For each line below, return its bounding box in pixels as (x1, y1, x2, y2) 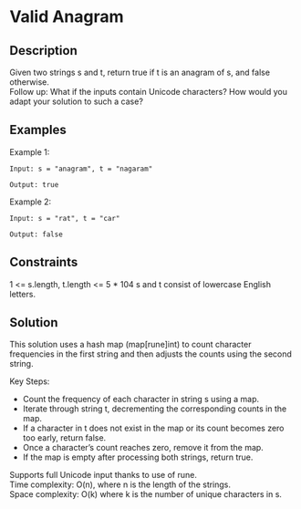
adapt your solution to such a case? (9, 96, 144, 107)
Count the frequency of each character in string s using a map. (22, 394, 260, 405)
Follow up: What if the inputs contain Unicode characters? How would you (9, 87, 287, 97)
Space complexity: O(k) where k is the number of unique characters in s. (9, 489, 283, 500)
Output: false (9, 230, 64, 239)
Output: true (9, 180, 59, 189)
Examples (9, 122, 67, 138)
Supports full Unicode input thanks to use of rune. (9, 470, 198, 481)
